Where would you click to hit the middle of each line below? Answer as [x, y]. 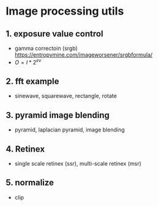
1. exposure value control [54, 34]
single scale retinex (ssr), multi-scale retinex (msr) [78, 164]
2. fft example [32, 81]
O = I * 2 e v [28, 62]
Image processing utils [65, 11]
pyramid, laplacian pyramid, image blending [69, 130]
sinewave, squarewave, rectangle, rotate [66, 96]
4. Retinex [25, 149]
